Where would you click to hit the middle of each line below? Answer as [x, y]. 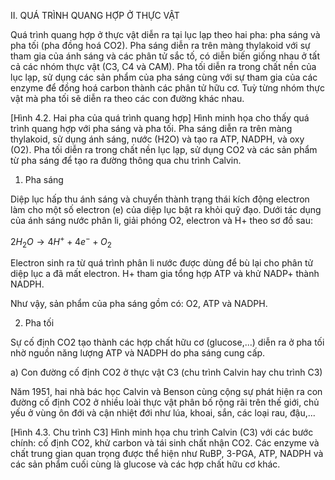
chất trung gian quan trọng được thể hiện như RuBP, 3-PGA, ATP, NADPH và [167, 454]
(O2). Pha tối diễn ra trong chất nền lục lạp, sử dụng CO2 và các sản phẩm [164, 149]
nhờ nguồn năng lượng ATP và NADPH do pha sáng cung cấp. [138, 353]
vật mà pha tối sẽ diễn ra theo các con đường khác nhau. [127, 98]
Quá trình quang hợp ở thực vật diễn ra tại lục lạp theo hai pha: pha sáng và [165, 34]
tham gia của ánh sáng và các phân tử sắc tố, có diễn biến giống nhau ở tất [165, 56]
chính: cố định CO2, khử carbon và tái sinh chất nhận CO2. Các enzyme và [165, 443]
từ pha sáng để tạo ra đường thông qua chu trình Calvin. [126, 160]
